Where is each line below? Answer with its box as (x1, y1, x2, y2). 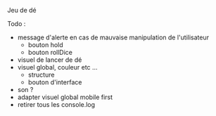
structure (27, 70, 55, 79)
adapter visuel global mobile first (17, 93, 113, 101)
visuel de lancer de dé (17, 56, 82, 64)
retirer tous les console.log (17, 101, 96, 108)
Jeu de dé (7, 6, 37, 14)
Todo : (7, 20, 26, 27)
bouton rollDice (27, 49, 72, 56)
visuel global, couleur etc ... (17, 63, 98, 71)
